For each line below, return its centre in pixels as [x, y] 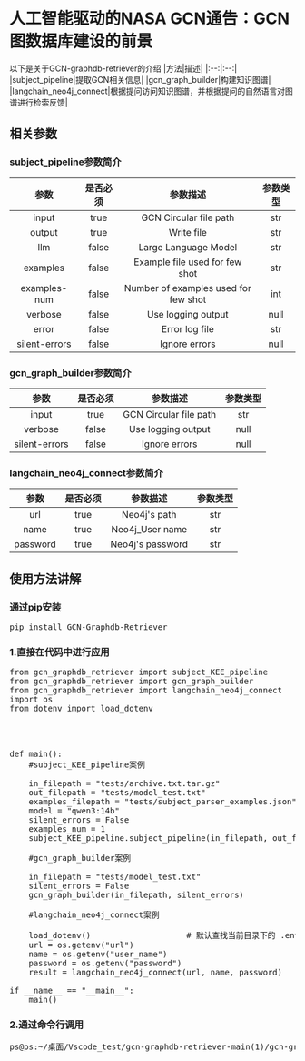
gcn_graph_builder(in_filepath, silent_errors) [137, 895]
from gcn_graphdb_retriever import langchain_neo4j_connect [146, 691]
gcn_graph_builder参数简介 [70, 372]
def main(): [36, 754]
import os [31, 700]
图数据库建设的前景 [81, 41]
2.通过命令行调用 [47, 1025]
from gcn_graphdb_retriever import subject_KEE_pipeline [139, 672]
